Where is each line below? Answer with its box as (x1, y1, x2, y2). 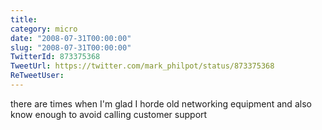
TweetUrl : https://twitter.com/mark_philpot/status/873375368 (10, 61, 275, 71)
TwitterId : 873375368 (10, 52, 101, 62)
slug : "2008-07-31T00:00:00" (10, 42, 132, 53)
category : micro (10, 24, 78, 34)
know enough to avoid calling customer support (10, 108, 208, 120)
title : (10, 14, 38, 25)
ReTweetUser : (10, 71, 65, 81)
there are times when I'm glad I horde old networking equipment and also (10, 97, 312, 110)
